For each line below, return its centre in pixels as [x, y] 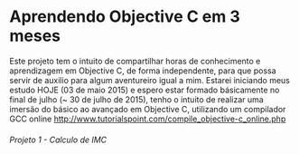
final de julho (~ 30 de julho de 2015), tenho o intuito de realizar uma [136, 99]
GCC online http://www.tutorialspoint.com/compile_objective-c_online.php [148, 119]
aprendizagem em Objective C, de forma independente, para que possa [143, 71]
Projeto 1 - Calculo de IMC [58, 140]
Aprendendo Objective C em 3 [125, 17]
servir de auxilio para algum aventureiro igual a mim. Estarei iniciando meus [150, 80]
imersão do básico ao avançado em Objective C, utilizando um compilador [148, 109]
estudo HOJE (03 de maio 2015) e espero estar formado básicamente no [145, 90]
